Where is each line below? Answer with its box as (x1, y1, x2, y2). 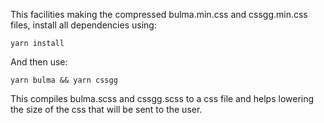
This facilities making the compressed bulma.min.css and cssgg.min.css (10, 9, 308, 20)
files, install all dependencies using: (10, 19, 157, 31)
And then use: (10, 56, 68, 68)
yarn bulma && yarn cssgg (10, 75, 118, 85)
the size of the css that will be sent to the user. (10, 104, 203, 115)
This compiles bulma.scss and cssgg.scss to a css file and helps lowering (10, 93, 315, 104)
